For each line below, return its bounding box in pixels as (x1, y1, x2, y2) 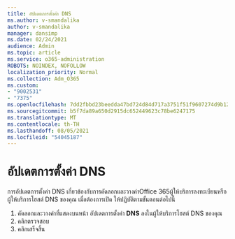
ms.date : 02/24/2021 (7, 36, 68, 43)
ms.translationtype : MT (7, 114, 77, 121)
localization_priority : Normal (7, 68, 99, 75)
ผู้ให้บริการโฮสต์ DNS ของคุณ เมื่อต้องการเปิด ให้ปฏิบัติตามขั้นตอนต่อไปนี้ (7, 195, 176, 203)
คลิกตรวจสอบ (17, 217, 50, 226)
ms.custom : (7, 82, 39, 89)
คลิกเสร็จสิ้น (17, 225, 45, 233)
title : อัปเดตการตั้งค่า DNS (7, 10, 71, 17)
